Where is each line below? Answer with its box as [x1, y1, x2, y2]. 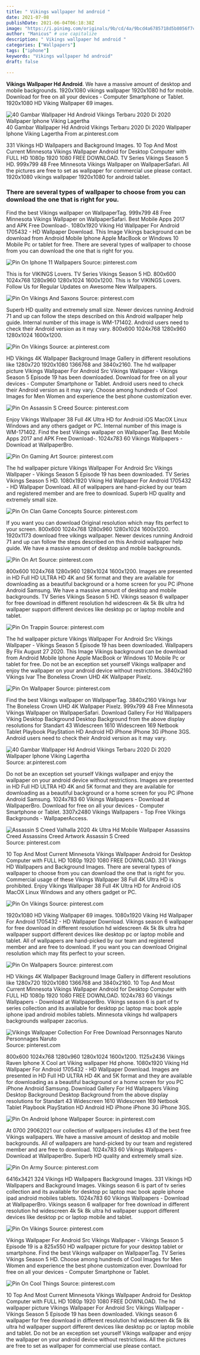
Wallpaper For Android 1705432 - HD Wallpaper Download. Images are [6, 1065, 180, 1073]
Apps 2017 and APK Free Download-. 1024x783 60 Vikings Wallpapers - [6, 435, 183, 442]
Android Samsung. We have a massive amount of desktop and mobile [6, 586, 177, 594]
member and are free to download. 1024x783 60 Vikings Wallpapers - [6, 1145, 177, 1153]
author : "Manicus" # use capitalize [6, 31, 97, 37]
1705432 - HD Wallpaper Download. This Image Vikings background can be [6, 228, 192, 235]
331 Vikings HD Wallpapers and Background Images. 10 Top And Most [6, 141, 178, 149]
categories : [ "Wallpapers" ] [6, 42, 76, 48]
